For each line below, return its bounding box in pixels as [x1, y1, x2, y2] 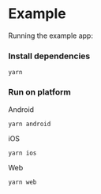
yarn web [8, 178, 37, 186]
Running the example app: [8, 31, 93, 40]
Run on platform [8, 87, 71, 98]
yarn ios [8, 149, 37, 157]
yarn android [8, 120, 51, 128]
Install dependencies [8, 50, 91, 62]
